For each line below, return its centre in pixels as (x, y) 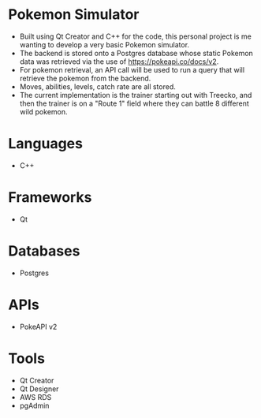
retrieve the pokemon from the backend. (85, 78)
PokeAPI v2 (38, 327)
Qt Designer (39, 389)
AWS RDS (35, 397)
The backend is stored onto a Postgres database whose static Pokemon (136, 53)
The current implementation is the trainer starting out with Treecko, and (136, 95)
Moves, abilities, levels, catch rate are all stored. (97, 86)
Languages (45, 144)
